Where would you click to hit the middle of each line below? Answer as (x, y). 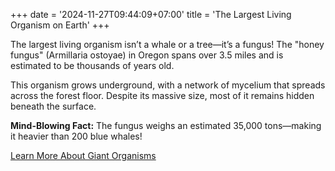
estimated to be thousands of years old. (92, 65)
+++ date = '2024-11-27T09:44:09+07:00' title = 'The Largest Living (151, 14)
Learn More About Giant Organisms (83, 155)
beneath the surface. (53, 106)
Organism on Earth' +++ (60, 25)
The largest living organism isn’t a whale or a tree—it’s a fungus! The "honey (167, 44)
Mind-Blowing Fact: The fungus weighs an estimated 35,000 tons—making (166, 125)
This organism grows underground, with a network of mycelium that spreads (168, 85)
